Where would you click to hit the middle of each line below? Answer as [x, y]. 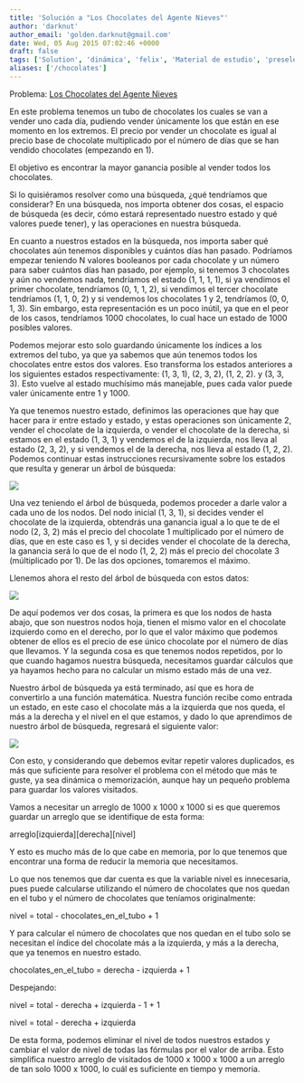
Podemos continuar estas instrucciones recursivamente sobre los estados [147, 459]
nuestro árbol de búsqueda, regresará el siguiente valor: [114, 726]
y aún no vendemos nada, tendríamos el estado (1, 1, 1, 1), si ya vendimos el [150, 279]
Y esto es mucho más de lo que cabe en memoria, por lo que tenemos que [148, 851]
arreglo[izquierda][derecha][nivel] [73, 834]
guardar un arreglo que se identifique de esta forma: [107, 816]
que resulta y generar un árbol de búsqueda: [93, 468]
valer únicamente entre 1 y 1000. [70, 393]
